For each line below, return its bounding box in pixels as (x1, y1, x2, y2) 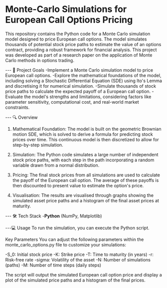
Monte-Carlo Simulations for (5, 4, 127, 15)
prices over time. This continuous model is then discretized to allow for (12, 136, 159, 142)
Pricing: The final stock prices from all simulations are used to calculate (12, 172, 160, 178)
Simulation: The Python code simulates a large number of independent (12, 151, 159, 157)
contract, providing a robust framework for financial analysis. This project (5, 47, 157, 53)
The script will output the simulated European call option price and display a (5, 271, 162, 277)
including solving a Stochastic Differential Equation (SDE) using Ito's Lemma (5, 78, 162, 84)
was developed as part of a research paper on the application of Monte (5, 52, 152, 58)
